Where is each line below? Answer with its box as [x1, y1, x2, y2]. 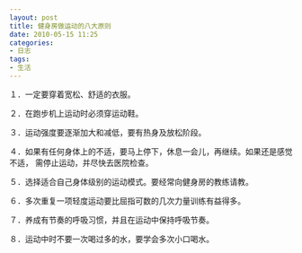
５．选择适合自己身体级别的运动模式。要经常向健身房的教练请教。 [9, 176, 253, 187]
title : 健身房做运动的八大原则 [9, 22, 111, 31]
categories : [9, 38, 54, 48]
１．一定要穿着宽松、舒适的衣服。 [9, 89, 136, 100]
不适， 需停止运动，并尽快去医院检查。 [9, 157, 154, 168]
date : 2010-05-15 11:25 [9, 30, 99, 39]
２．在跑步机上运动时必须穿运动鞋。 [9, 108, 144, 118]
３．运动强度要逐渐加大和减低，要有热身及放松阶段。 [9, 126, 207, 137]
